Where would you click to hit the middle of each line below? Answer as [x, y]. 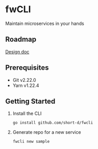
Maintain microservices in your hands [45, 23]
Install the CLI [27, 113]
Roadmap [21, 39]
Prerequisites [27, 68]
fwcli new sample [31, 142]
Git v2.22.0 [24, 80]
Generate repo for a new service [47, 132]
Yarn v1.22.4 [26, 85]
